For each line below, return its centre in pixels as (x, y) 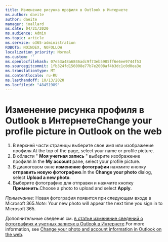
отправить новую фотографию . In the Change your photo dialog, (82, 172)
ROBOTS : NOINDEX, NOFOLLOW (34, 47)
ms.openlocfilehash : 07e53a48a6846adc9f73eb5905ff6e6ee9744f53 (73, 62)
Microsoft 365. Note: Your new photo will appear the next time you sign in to (84, 203)
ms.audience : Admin (26, 33)
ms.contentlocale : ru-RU (31, 76)
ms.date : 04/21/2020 (27, 29)
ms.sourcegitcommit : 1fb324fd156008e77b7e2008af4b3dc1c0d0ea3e (73, 66)
